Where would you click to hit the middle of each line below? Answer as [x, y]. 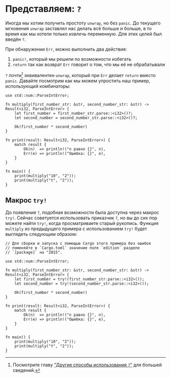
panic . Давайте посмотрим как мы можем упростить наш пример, [78, 81]
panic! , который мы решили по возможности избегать [72, 59]
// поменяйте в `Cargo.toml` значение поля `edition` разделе [73, 248]
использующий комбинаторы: [38, 86]
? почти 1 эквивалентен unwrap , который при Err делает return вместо [81, 74]
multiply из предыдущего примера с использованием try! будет [76, 229]
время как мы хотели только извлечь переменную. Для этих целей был [83, 34]
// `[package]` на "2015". [34, 253]
